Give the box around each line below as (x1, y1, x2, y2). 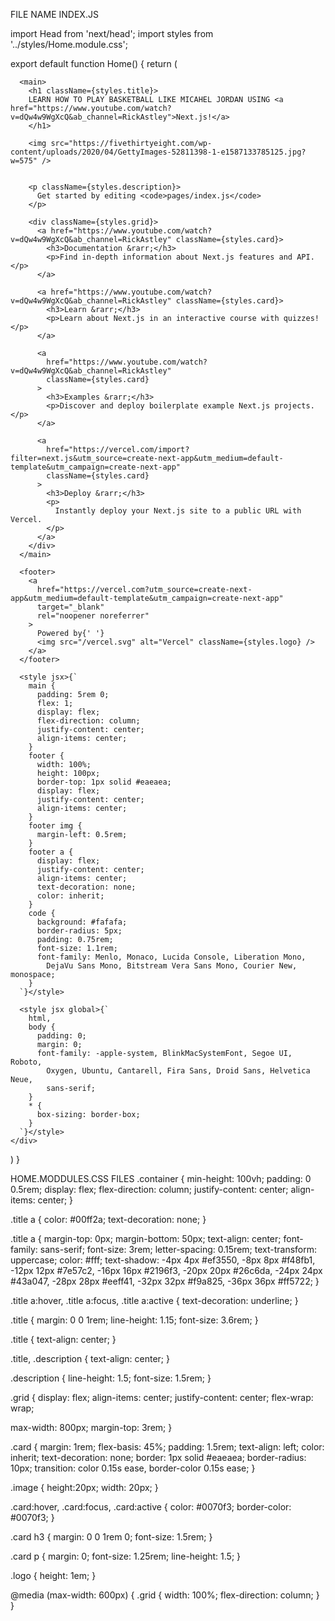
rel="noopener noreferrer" (36, 611, 150, 621)
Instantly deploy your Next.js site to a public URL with (54, 506, 302, 516)
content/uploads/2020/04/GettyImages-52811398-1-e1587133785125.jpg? (10, 147, 307, 157)
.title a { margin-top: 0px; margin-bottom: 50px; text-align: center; (10, 1233, 282, 1244)
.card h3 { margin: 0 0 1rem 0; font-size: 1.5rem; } (10, 1531, 213, 1543)
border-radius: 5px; (36, 926, 123, 936)
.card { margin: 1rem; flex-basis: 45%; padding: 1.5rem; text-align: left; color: (10, 1441, 325, 1453)
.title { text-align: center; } (10, 1334, 117, 1345)
